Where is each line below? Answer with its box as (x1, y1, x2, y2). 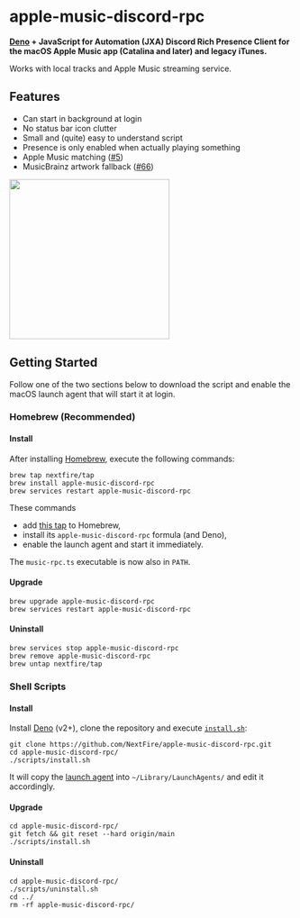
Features (9, 89, 60, 105)
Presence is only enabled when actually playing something (22, 141, 241, 152)
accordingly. (9, 781, 56, 792)
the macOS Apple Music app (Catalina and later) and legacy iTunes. (9, 45, 268, 56)
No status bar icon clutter (22, 123, 117, 133)
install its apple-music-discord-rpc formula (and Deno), (22, 529, 227, 540)
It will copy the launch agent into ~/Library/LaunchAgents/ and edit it (9, 772, 264, 783)
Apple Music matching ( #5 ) (22, 151, 124, 162)
